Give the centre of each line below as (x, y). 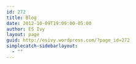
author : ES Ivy (26, 29)
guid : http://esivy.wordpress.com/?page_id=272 (68, 40)
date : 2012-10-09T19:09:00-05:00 (49, 23)
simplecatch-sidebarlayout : (42, 46)
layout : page (23, 35)
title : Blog (21, 18)
